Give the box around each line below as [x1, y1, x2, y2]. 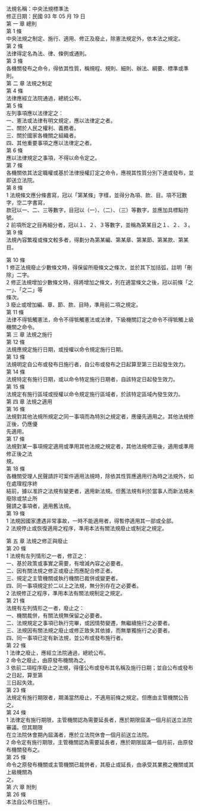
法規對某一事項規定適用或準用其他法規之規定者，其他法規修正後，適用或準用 [6, 443, 194, 450]
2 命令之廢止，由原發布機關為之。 [6, 657, 89, 664]
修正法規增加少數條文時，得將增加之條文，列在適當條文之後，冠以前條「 [11, 279, 189, 286]
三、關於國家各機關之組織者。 [6, 132, 79, 139]
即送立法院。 [6, 177, 37, 184]
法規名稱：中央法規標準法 [6, 5, 69, 12]
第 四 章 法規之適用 [6, 398, 52, 405]
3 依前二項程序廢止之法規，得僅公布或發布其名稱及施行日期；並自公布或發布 [6, 664, 193, 671]
